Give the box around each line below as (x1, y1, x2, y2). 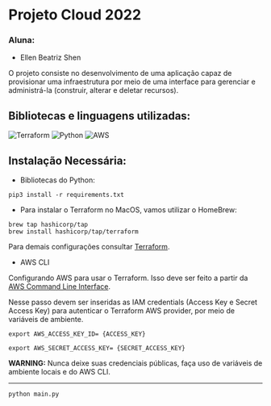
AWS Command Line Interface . (8, 282, 111, 291)
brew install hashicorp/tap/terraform (8, 228, 139, 236)
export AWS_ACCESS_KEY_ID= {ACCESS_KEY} (8, 330, 147, 338)
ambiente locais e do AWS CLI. (8, 367, 111, 377)
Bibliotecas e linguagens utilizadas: (8, 109, 191, 123)
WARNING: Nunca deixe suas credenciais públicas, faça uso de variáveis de (8, 358, 263, 368)
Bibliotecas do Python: (19, 175, 95, 185)
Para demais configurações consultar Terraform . (8, 242, 170, 252)
